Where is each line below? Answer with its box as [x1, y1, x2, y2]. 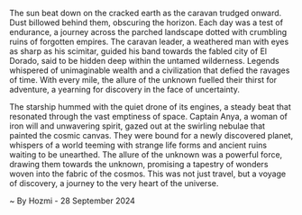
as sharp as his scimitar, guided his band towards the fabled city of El [9, 46, 268, 57]
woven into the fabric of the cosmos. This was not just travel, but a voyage [9, 168, 287, 179]
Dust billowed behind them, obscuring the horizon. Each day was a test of [9, 17, 284, 28]
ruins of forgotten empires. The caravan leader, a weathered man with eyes [9, 36, 289, 47]
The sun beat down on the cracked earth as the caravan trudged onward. [9, 8, 282, 18]
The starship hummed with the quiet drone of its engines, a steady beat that [9, 102, 291, 112]
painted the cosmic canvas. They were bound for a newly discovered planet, [9, 130, 294, 140]
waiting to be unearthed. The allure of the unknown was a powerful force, [9, 149, 283, 160]
